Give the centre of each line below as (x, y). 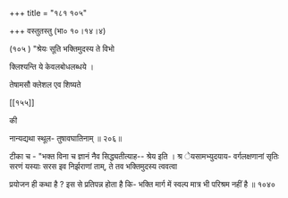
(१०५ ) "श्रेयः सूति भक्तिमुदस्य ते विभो (62, 49)
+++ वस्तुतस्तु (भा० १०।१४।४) (58, 31)
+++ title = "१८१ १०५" (48, 13)
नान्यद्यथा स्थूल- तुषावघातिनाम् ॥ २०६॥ (66, 138)
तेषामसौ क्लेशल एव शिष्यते (45, 85)
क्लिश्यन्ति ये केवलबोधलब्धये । (52, 67)
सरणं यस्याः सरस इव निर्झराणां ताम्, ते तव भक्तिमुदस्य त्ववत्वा (93, 166)
